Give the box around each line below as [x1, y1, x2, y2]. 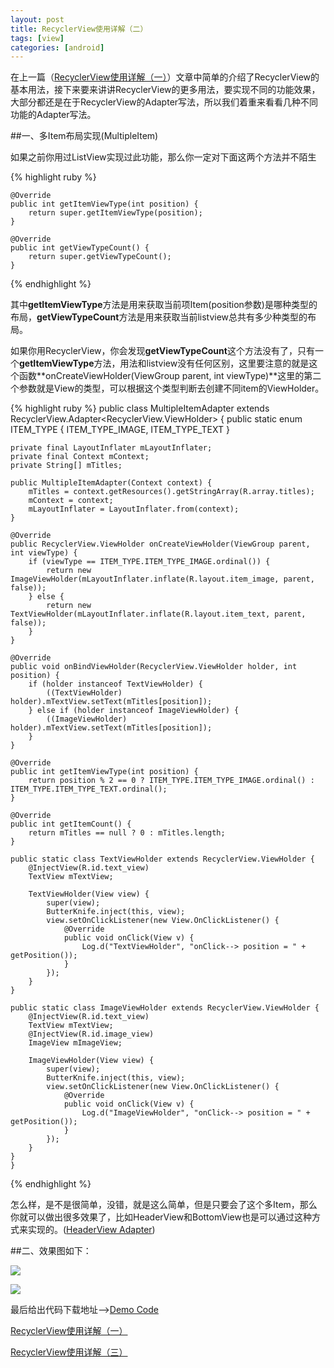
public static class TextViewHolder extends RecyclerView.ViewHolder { [10, 854, 315, 865]
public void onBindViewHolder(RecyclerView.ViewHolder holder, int [10, 662, 298, 672]
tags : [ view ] [10, 33, 65, 43]
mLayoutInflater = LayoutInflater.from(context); [28, 504, 240, 515]
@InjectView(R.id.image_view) [28, 1029, 155, 1040]
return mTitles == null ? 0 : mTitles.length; [28, 828, 226, 838]
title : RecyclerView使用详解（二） [10, 24, 148, 34]
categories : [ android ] [10, 42, 105, 53]
